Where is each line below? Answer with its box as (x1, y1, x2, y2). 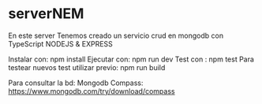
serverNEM (8, 5, 84, 23)
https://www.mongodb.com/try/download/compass (8, 86, 175, 95)
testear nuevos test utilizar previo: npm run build (8, 62, 166, 72)
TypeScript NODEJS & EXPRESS (8, 39, 113, 48)
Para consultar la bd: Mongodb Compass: (8, 78, 144, 87)
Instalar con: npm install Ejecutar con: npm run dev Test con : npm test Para (8, 54, 255, 64)
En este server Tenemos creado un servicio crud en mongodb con (8, 31, 223, 40)
